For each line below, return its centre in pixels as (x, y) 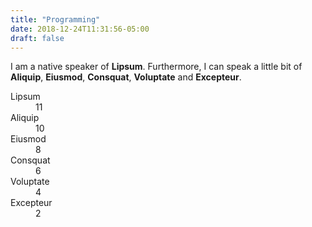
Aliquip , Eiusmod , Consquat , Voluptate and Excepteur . (126, 77)
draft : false (37, 38)
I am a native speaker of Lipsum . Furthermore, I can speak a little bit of (156, 67)
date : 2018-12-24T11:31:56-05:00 (80, 29)
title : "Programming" (55, 19)
